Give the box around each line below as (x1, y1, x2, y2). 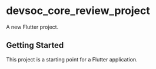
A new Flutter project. (6, 23, 59, 30)
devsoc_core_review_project (6, 4, 150, 18)
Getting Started (6, 40, 64, 50)
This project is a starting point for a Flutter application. (6, 56, 138, 63)
